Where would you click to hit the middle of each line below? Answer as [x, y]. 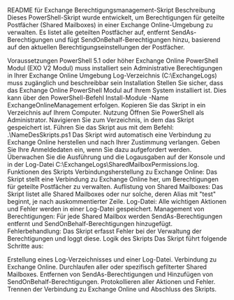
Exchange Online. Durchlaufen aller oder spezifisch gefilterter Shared [107, 267]
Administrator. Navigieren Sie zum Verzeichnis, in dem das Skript [101, 120]
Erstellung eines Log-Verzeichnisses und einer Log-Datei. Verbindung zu [112, 260]
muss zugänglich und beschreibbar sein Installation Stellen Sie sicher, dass [115, 83]
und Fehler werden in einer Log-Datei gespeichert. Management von [106, 209]
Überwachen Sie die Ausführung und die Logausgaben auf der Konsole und [116, 157]
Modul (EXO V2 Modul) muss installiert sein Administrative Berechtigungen [115, 68]
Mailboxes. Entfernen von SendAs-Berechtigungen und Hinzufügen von [110, 274]
